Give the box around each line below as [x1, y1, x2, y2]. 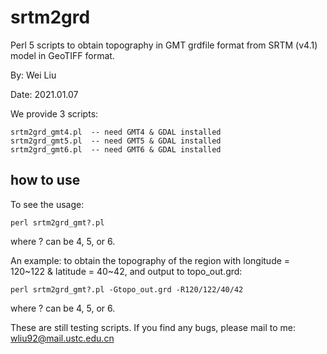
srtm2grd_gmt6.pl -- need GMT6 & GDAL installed [10, 144, 222, 155]
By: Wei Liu [10, 69, 57, 81]
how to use [10, 172, 81, 189]
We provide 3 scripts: [10, 107, 99, 120]
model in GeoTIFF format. [10, 49, 115, 61]
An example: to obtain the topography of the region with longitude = [10, 254, 291, 266]
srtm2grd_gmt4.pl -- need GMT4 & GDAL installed [10, 127, 222, 137]
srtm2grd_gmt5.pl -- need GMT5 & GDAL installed [10, 136, 222, 146]
